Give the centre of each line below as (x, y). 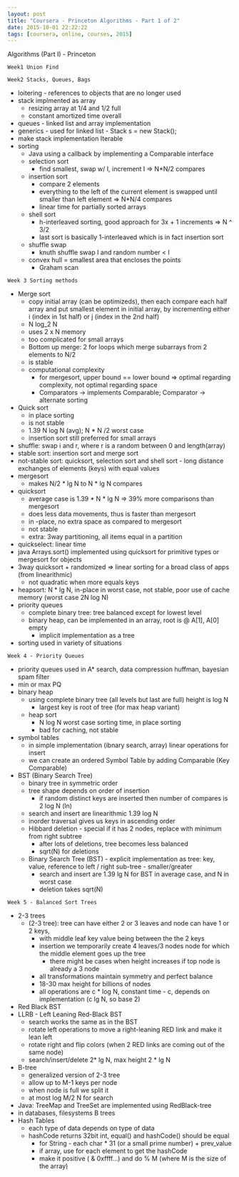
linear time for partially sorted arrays (92, 207)
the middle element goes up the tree (92, 953)
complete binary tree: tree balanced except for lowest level (115, 613)
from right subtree (55, 836)
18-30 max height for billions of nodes (95, 984)
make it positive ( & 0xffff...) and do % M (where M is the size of (133, 1158)
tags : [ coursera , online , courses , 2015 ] (70, 34)
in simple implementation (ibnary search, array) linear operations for (128, 745)
